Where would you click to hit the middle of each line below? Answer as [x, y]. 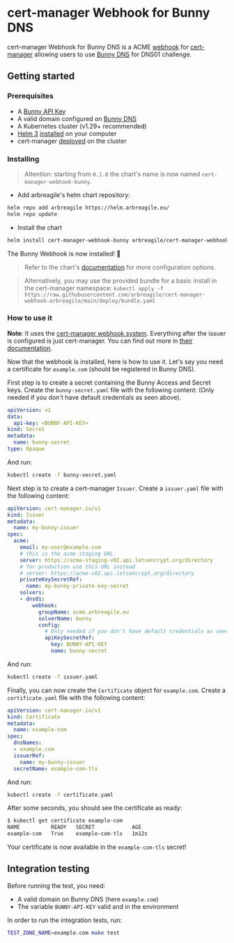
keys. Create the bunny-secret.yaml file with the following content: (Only [111, 390]
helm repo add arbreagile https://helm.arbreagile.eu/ [88, 208]
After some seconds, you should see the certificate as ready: [95, 808]
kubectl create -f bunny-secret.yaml [62, 475]
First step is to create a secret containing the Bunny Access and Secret [109, 382]
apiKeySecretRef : [70, 638]
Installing [23, 159]
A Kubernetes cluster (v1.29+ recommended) [82, 126]
